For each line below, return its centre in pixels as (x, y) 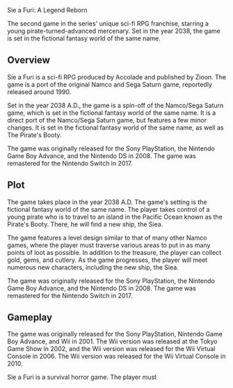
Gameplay (30, 317)
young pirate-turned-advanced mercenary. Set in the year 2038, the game (114, 31)
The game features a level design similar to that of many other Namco (107, 238)
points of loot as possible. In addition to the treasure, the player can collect (114, 252)
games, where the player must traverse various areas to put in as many (109, 245)
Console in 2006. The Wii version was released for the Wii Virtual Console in (116, 356)
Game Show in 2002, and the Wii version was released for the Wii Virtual (111, 349)
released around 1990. (39, 92)
